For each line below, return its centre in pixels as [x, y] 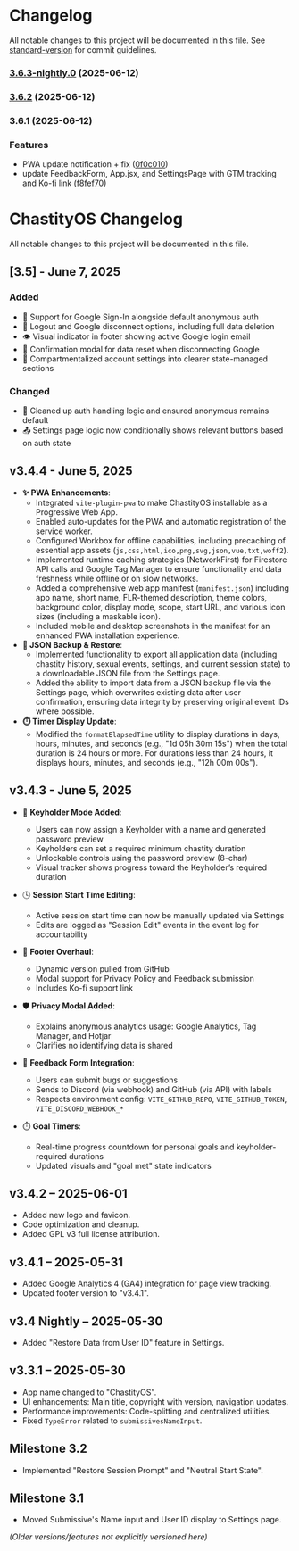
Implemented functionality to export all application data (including [156, 654]
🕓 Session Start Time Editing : [79, 894]
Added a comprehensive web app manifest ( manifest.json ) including [162, 588]
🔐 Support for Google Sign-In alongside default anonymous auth [140, 317]
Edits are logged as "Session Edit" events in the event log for [147, 925]
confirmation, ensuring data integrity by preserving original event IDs [162, 701]
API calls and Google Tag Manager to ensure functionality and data [159, 568]
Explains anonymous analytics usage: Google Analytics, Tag [146, 1026]
